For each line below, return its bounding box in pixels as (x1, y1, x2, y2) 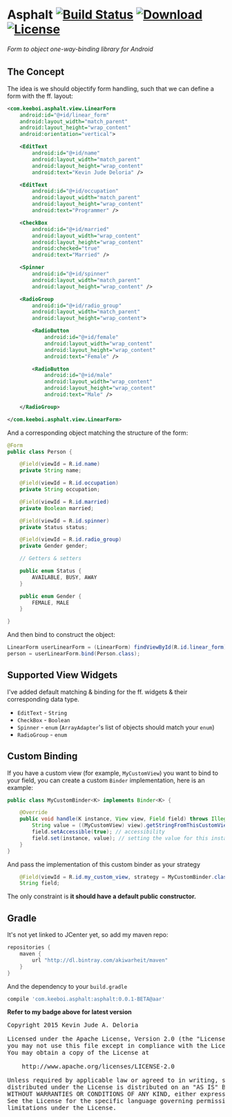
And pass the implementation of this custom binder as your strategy (7, 860, 201, 869)
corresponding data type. (7, 695, 79, 703)
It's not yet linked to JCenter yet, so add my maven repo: (7, 931, 168, 939)
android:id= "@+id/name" (32, 150, 100, 157)
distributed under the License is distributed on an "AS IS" (7, 1083, 219, 1091)
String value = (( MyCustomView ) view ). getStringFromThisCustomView (32, 822, 230, 829)
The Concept (7, 66, 64, 78)
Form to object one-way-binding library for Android (7, 45, 153, 53)
